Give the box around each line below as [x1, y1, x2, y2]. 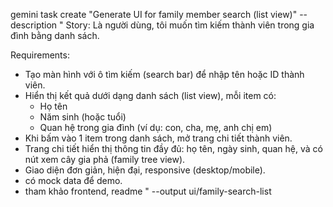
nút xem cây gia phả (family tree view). [24, 154, 186, 165]
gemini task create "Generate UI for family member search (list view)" [10, 9, 298, 20]
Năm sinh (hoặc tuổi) [39, 111, 127, 123]
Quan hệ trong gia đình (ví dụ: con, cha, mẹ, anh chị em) [39, 122, 273, 133]
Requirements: [10, 49, 70, 61]
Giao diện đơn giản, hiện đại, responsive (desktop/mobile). [24, 164, 266, 176]
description [10, 19, 58, 31]
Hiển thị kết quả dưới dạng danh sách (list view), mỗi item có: [24, 90, 277, 101]
